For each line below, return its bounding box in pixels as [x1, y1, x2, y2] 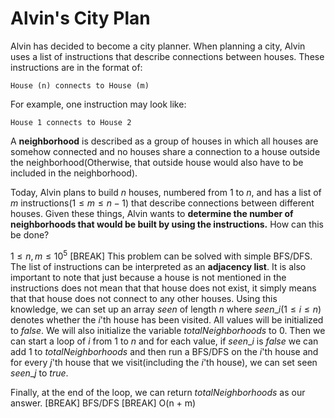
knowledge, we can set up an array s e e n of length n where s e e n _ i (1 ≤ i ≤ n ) [10, 303, 322, 315]
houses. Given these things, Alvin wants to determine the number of [10, 207, 294, 219]
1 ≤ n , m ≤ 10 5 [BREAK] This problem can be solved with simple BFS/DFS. [10, 248, 313, 262]
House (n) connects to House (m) [10, 80, 150, 91]
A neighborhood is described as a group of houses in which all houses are [10, 135, 319, 147]
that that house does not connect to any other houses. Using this [10, 292, 278, 304]
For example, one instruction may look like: [10, 98, 187, 110]
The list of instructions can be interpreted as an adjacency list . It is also [10, 260, 307, 272]
